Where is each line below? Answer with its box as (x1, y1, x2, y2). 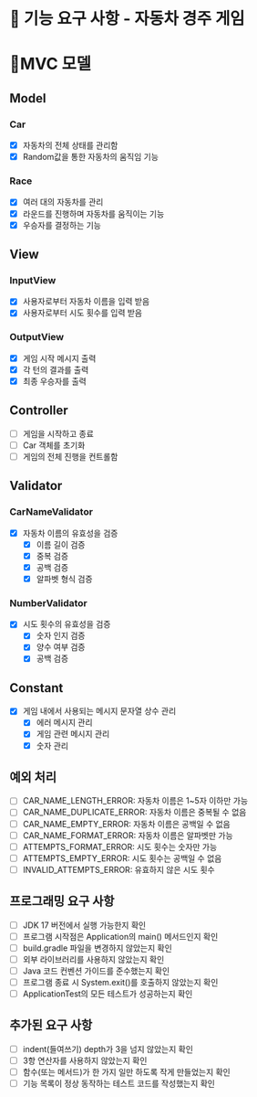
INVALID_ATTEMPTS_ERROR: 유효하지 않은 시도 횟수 (22, 864, 216, 875)
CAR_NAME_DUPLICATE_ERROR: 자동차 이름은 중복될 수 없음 (22, 806, 247, 818)
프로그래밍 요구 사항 (9, 893, 115, 910)
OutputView (9, 331, 65, 344)
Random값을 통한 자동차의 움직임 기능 (22, 152, 159, 163)
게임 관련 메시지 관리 (36, 729, 110, 740)
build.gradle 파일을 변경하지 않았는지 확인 (22, 943, 173, 953)
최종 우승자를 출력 (22, 376, 87, 387)
